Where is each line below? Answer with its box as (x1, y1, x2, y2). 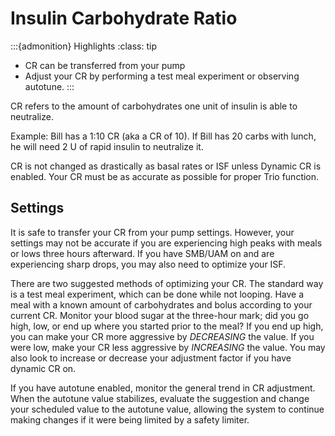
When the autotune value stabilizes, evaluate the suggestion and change (10, 392, 310, 404)
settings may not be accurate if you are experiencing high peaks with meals (10, 237, 323, 249)
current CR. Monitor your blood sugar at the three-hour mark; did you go (10, 309, 310, 321)
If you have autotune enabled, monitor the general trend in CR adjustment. (10, 382, 316, 394)
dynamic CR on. (10, 362, 77, 374)
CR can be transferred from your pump (24, 59, 186, 71)
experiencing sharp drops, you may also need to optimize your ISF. (10, 258, 287, 270)
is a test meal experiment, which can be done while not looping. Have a (10, 288, 304, 300)
